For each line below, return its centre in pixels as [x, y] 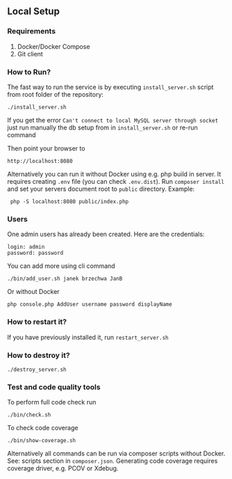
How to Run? [29, 72]
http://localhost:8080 [40, 161]
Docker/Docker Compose [53, 46]
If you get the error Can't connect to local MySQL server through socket [113, 120]
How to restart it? [37, 322]
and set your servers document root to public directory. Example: [101, 189]
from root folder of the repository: [56, 94]
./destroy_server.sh [37, 369]
